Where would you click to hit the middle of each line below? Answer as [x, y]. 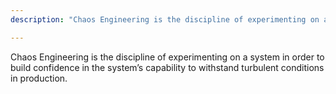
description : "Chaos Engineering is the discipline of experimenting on [165, 19]
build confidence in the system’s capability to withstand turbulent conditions [167, 67]
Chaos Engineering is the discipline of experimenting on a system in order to [167, 57]
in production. [39, 78]
